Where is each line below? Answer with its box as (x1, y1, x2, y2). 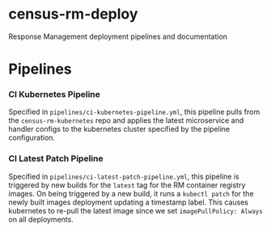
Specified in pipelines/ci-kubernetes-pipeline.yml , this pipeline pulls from (8, 107, 260, 117)
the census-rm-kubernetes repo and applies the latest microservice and (8, 116, 244, 125)
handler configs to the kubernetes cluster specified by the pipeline (8, 124, 231, 134)
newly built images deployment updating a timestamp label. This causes (8, 197, 249, 207)
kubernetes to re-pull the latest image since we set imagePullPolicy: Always (8, 205, 263, 215)
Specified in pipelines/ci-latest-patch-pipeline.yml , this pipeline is (8, 171, 240, 181)
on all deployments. (8, 214, 74, 224)
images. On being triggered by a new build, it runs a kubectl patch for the (8, 188, 254, 198)
